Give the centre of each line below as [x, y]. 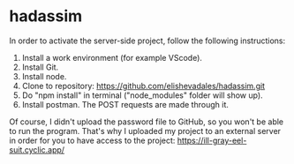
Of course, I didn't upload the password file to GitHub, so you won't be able [147, 122]
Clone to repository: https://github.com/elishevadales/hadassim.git [143, 86]
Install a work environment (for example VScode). [112, 57]
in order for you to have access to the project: [92, 140]
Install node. [44, 76]
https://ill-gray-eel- [212, 140]
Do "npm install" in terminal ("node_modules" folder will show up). [142, 95]
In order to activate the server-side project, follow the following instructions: [147, 41]
